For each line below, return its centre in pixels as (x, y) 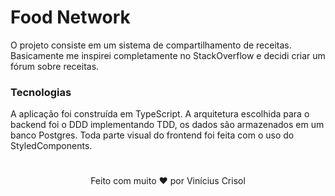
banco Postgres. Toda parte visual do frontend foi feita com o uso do (152, 135)
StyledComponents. (51, 146)
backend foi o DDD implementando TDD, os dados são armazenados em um (167, 125)
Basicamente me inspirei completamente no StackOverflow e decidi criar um (168, 55)
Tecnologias (41, 92)
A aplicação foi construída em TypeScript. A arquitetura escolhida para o (160, 114)
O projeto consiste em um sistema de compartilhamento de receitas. (151, 45)
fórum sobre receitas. (55, 66)
